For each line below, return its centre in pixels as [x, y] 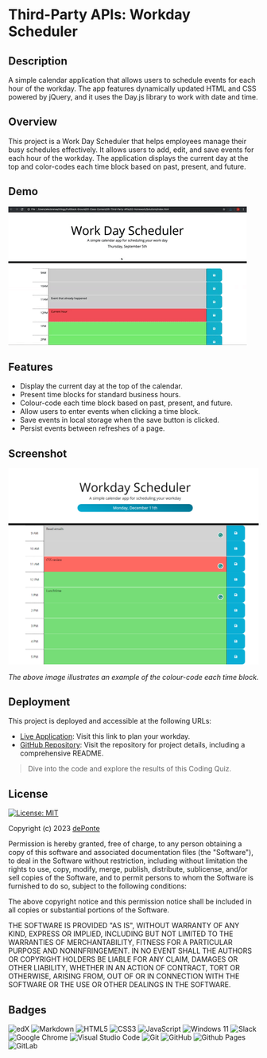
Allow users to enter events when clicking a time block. [110, 412]
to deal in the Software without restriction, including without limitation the [128, 861]
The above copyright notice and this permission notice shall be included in [130, 902]
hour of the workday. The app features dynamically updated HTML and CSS [132, 88]
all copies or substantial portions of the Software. [89, 910]
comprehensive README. [62, 753]
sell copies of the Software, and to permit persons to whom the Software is [131, 878]
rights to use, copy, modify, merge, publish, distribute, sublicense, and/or [128, 869]
